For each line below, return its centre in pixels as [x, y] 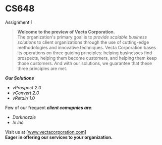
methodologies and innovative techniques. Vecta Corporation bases [86, 47]
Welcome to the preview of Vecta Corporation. [66, 32]
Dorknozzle [24, 117]
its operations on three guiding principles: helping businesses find [84, 53]
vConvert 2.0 [26, 93]
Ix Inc [18, 122]
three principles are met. [42, 68]
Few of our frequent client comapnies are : [49, 108]
